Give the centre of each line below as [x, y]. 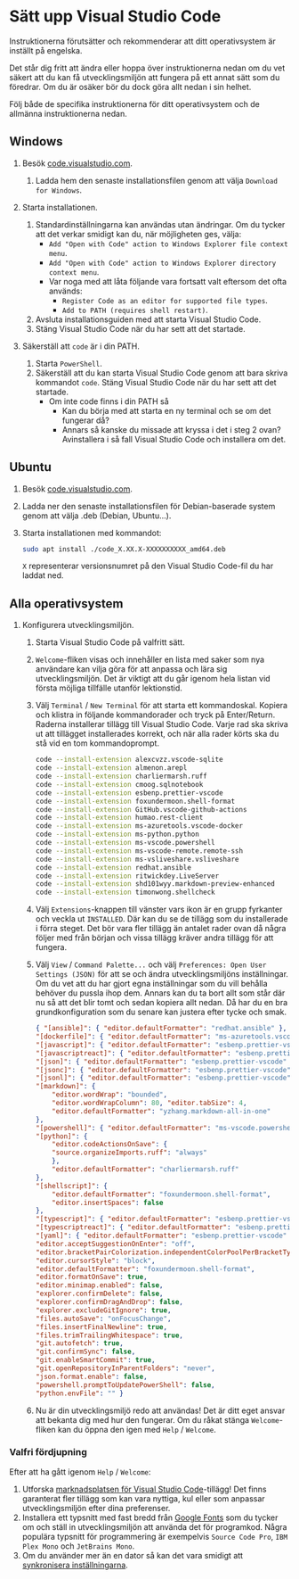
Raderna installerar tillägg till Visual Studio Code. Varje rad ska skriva [162, 724]
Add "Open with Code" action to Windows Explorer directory [162, 263]
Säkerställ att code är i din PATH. [81, 346]
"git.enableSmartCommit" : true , [95, 1360]
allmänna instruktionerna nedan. [68, 113]
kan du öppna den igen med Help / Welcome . [137, 1429]
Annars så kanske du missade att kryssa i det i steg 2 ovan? [172, 429]
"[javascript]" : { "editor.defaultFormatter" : [123, 1045]
